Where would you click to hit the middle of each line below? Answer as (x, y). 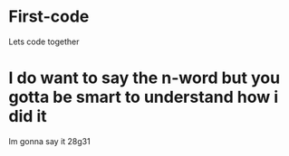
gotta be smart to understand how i (144, 97)
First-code (49, 17)
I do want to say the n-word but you (144, 78)
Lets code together (44, 41)
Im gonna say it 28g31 (50, 141)
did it (28, 117)
